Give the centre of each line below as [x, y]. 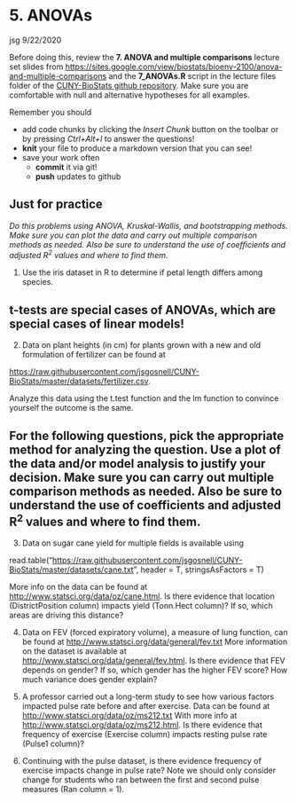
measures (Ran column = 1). [73, 790]
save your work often [61, 157]
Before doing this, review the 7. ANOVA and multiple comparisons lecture [145, 57]
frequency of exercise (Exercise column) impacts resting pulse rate [145, 735]
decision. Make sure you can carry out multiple [142, 477]
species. [37, 282]
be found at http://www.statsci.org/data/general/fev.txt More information [155, 642]
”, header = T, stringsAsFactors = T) [199, 570]
